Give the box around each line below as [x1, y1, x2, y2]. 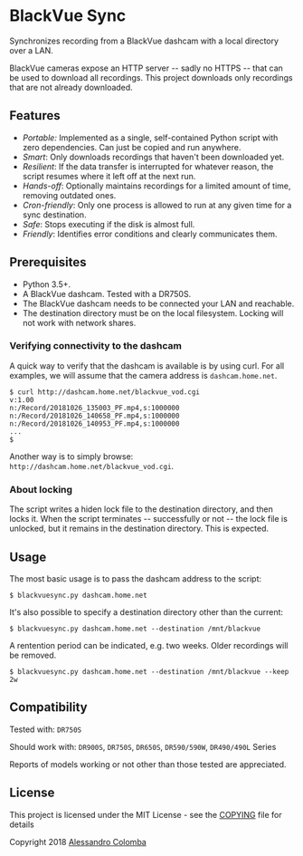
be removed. [9, 649, 57, 660]
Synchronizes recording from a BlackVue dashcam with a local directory [9, 35, 279, 46]
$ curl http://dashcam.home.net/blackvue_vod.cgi [9, 387, 201, 397]
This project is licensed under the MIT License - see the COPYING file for [9, 809, 282, 820]
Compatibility [9, 699, 88, 716]
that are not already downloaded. [9, 82, 133, 92]
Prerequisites [9, 255, 87, 270]
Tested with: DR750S [9, 724, 82, 735]
